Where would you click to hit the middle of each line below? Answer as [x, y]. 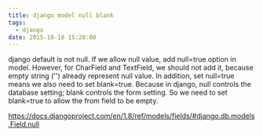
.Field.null [24, 124]
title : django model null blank [61, 15]
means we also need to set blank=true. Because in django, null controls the [130, 84]
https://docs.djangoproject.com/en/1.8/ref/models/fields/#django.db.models [131, 116]
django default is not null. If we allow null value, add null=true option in [122, 59]
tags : [17, 23]
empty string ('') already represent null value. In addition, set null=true [121, 76]
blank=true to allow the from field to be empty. [83, 101]
